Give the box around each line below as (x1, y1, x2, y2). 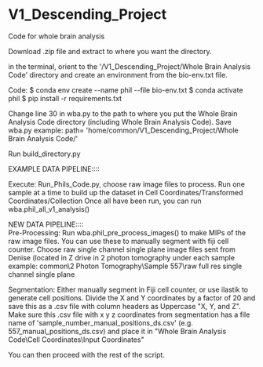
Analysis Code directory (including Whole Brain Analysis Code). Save (8, 117, 232, 126)
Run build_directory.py (8, 149, 81, 158)
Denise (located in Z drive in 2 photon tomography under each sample (8, 253, 236, 262)
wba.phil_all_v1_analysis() (8, 204, 90, 213)
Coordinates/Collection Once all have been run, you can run (8, 196, 202, 205)
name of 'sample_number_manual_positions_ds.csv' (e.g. (8, 318, 194, 327)
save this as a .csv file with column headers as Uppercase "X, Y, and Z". (8, 301, 241, 311)
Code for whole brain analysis (8, 31, 105, 41)
